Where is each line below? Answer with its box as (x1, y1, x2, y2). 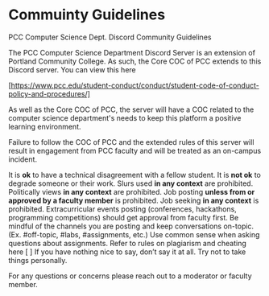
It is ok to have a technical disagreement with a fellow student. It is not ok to (8, 170, 262, 179)
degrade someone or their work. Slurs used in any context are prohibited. (8, 179, 254, 188)
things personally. (8, 255, 68, 265)
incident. (8, 154, 38, 164)
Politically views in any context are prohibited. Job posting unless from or (8, 187, 255, 196)
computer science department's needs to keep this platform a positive (8, 113, 242, 122)
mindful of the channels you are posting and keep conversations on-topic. (8, 221, 255, 231)
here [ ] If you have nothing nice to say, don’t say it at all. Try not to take (8, 247, 246, 257)
